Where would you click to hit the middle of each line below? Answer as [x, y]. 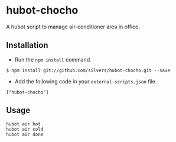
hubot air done [25, 134]
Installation [27, 45]
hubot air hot [24, 124]
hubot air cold [25, 129]
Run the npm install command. [53, 59]
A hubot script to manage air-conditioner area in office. [73, 27]
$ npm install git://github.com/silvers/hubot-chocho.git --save [88, 70]
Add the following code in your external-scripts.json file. [86, 81]
